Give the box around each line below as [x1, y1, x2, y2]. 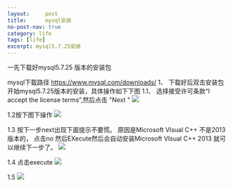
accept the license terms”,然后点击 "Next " [7, 96, 131, 104]
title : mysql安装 [7, 17, 72, 24]
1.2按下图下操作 [7, 110, 53, 119]
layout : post [7, 10, 58, 18]
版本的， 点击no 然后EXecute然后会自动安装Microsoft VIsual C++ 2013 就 [7, 134, 220, 143]
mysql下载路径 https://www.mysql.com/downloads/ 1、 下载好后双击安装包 [7, 78, 224, 86]
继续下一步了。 [13, 143, 57, 151]
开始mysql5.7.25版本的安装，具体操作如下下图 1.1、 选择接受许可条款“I [7, 87, 210, 95]
